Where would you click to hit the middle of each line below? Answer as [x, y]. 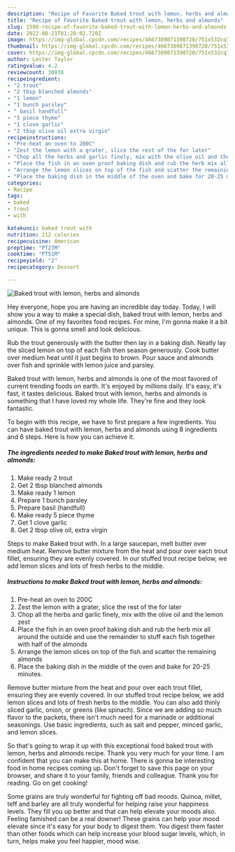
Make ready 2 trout [45, 477]
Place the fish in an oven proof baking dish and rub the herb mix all [114, 629]
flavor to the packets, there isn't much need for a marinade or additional [111, 717]
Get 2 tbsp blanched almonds [60, 485]
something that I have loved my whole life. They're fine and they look [107, 400]
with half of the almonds [52, 644]
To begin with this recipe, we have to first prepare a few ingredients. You [112, 421]
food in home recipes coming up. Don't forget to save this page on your [110, 768]
